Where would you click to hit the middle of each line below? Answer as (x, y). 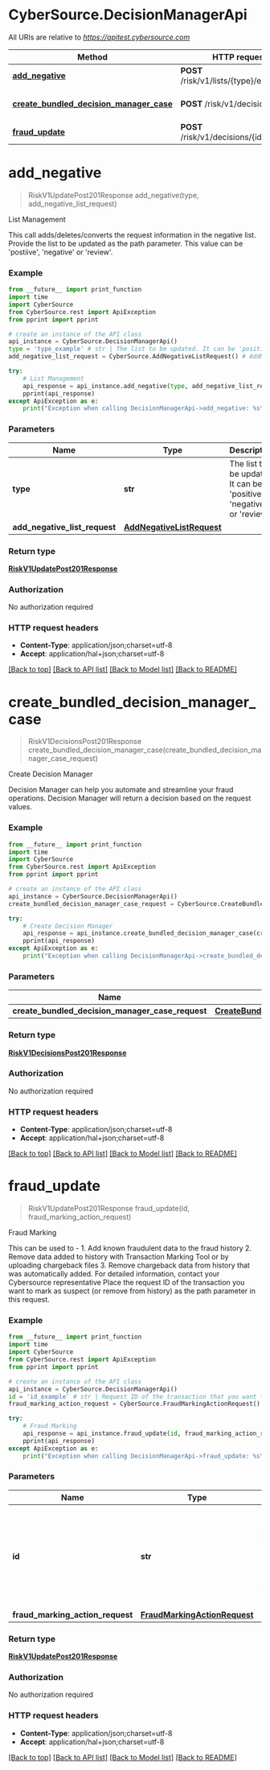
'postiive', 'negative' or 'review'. (61, 252)
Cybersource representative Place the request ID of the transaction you (127, 1283)
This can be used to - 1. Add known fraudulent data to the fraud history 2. (130, 1248)
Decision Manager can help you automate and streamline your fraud (121, 790)
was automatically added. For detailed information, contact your (114, 1274)
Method (93, 56)
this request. (29, 1300)
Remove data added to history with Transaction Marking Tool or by (119, 1257)
